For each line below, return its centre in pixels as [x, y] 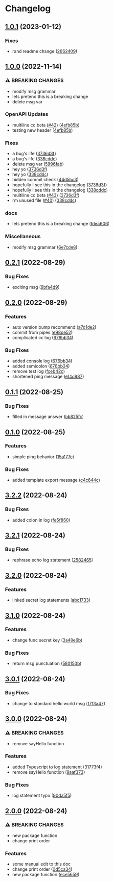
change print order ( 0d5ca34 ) [42, 869]
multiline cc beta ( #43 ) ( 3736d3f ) [46, 195]
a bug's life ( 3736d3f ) [34, 154]
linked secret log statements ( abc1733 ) [51, 600]
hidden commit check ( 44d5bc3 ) [46, 180]
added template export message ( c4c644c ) [56, 480]
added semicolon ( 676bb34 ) [41, 366]
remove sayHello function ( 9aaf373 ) [48, 772]
